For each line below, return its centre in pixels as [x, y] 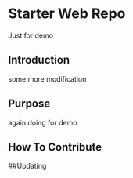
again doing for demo [43, 122]
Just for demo [31, 35]
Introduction [39, 60]
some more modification [47, 78]
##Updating [27, 166]
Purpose [29, 104]
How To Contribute [55, 147]
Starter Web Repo [67, 14]
